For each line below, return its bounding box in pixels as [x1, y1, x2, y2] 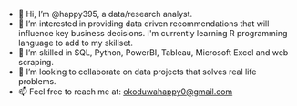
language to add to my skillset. [17, 37, 134, 48]
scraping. [17, 57, 55, 67]
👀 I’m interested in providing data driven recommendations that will [17, 18, 270, 29]
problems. [17, 76, 56, 86]
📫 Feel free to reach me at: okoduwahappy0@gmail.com [17, 86, 233, 97]
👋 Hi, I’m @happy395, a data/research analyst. [17, 9, 193, 19]
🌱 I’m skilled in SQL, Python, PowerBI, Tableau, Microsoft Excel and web [17, 47, 289, 58]
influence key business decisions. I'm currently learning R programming [17, 28, 288, 38]
